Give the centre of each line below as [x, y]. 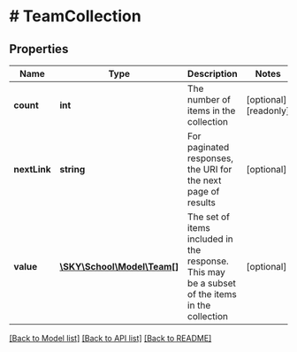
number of [209, 99]
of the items [212, 294]
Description [213, 74]
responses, [210, 158]
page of [203, 191]
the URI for [209, 169]
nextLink [32, 169]
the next [204, 180]
